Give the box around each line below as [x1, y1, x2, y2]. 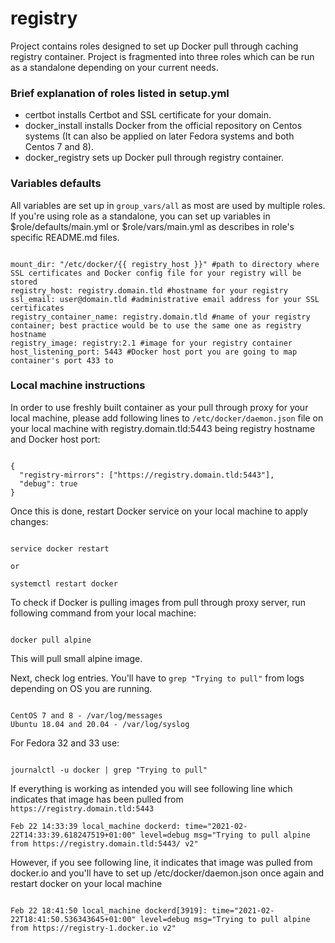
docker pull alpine [10, 635, 92, 645]
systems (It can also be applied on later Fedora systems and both [24, 130, 295, 142]
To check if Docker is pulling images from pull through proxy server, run [10, 596, 307, 608]
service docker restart [10, 543, 110, 554]
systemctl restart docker [10, 578, 118, 589]
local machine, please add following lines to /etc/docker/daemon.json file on [10, 412, 324, 424]
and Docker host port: [10, 433, 101, 445]
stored [10, 277, 38, 287]
